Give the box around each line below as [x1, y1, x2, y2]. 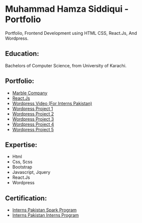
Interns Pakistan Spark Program [12, 207, 77, 213]
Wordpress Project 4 [12, 121, 54, 127]
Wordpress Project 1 [12, 106, 53, 111]
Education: [5, 50, 39, 58]
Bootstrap [12, 164, 32, 170]
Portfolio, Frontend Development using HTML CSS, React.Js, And [5, 30, 137, 36]
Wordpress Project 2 [12, 111, 54, 116]
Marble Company [12, 90, 48, 96]
